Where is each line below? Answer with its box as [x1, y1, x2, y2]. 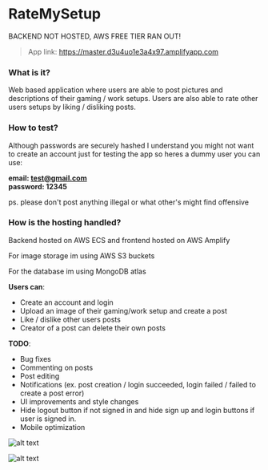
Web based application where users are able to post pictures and [8, 85, 223, 95]
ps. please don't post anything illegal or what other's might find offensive [8, 197, 250, 207]
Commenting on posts [19, 363, 94, 372]
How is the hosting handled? [8, 217, 122, 229]
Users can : [8, 282, 46, 291]
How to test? [8, 122, 58, 133]
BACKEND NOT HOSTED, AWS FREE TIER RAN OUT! [8, 31, 182, 41]
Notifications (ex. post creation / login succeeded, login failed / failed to [19, 379, 256, 389]
